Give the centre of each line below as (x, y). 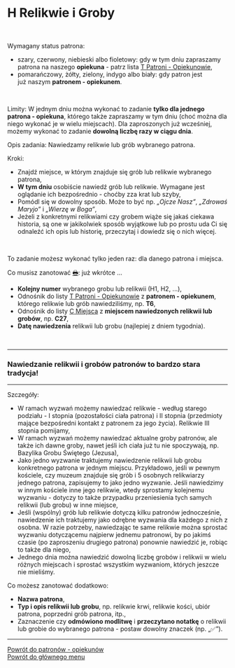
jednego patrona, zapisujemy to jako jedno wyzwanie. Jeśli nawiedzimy (120, 483)
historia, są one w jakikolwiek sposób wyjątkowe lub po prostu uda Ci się (122, 224)
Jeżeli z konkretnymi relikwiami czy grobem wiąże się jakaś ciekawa (116, 216)
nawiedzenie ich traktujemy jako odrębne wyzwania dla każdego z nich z (122, 520)
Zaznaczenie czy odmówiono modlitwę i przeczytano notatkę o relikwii (122, 622)
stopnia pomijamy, (44, 431)
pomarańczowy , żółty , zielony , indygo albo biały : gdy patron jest (110, 74)
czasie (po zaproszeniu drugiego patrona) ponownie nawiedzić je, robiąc (122, 542)
